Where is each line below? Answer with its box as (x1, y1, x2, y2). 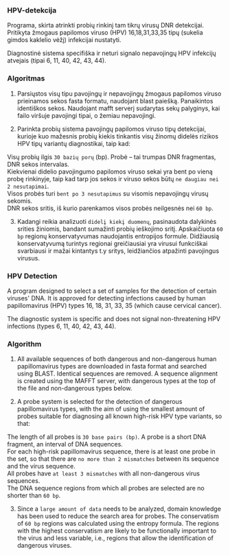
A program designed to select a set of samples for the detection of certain (7, 287, 217, 295)
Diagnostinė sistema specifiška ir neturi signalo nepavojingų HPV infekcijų (7, 49, 216, 57)
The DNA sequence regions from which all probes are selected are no (7, 484, 205, 493)
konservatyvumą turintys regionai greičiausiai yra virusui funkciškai (16, 239, 208, 247)
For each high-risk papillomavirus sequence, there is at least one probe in (7, 447, 216, 456)
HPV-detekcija (7, 6, 57, 15)
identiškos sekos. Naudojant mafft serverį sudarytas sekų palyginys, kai (16, 104, 220, 112)
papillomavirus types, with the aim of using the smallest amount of (16, 405, 205, 413)
